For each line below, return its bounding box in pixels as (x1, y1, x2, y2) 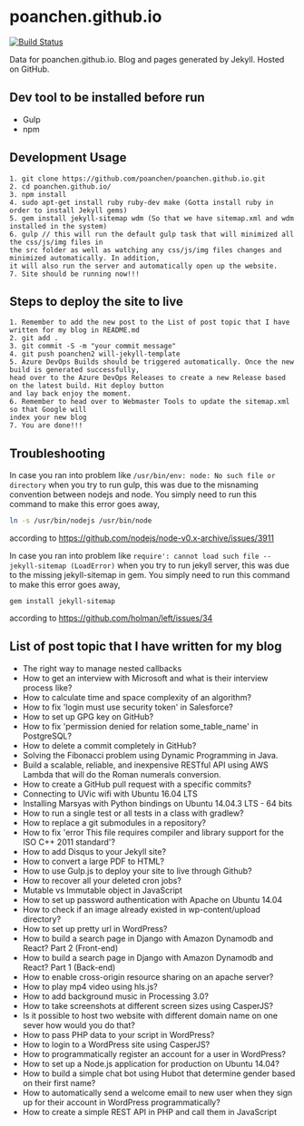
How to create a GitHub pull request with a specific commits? (22, 778, 252, 789)
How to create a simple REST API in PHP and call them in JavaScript (22, 1106, 278, 1117)
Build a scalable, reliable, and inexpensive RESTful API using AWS (22, 759, 270, 770)
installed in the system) (9, 221, 107, 230)
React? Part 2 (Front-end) (22, 942, 119, 954)
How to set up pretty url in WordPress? (22, 923, 168, 934)
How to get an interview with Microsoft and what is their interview (22, 672, 269, 683)
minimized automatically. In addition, (9, 253, 161, 262)
